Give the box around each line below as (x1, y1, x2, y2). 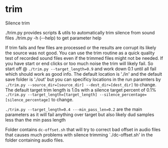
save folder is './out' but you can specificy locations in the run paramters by (5, 76, 161, 82)
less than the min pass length (5, 117, 66, 123)
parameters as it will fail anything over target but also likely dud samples (5, 111, 154, 118)
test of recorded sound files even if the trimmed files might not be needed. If (5, 55, 163, 61)
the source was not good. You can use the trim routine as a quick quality (5, 50, 155, 56)
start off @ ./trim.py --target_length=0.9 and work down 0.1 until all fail (5, 66, 156, 72)
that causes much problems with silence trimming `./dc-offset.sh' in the (5, 132, 153, 138)
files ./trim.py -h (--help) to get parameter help (5, 35, 102, 41)
